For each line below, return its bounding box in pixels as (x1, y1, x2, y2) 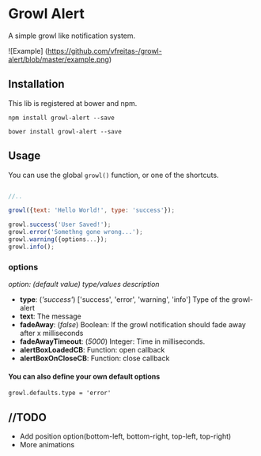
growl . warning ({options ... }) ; (8, 236, 108, 243)
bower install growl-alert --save (8, 127, 123, 135)
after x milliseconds (19, 329, 84, 338)
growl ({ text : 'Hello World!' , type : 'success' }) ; (8, 206, 176, 214)
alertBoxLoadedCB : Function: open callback (19, 345, 165, 355)
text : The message (19, 311, 81, 321)
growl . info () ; (8, 243, 55, 251)
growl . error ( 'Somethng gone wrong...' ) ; (8, 228, 144, 236)
